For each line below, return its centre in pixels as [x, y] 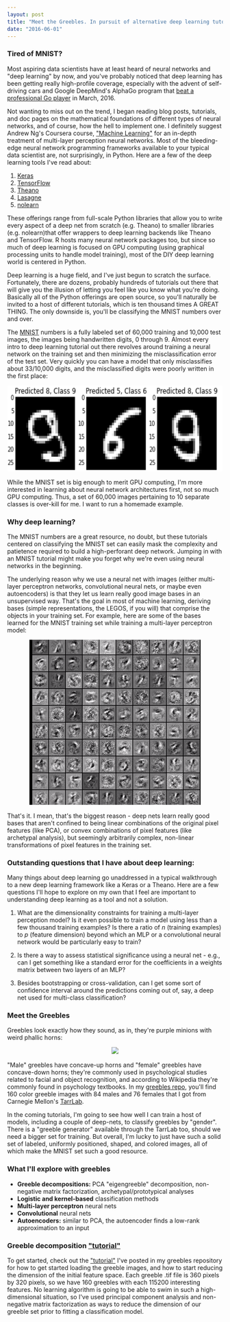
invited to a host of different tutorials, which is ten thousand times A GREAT [113, 304]
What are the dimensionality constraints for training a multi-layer [108, 913]
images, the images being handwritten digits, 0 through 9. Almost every [108, 339]
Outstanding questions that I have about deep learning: [101, 862]
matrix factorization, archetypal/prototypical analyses [119, 1191]
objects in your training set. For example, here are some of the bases [104, 615]
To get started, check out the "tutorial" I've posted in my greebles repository [115, 1260]
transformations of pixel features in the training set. [79, 845]
